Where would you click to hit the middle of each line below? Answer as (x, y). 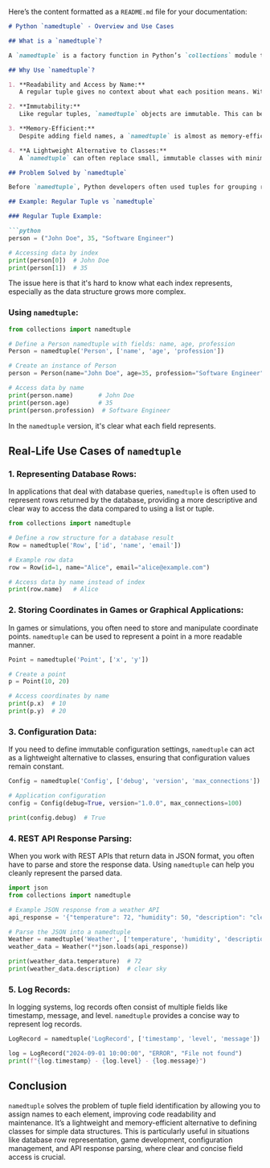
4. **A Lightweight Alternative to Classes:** (88, 151)
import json (28, 888)
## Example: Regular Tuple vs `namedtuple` (82, 202)
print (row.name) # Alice (53, 590)
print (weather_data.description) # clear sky (88, 969)
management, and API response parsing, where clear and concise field (126, 1148)
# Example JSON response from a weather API (84, 909)
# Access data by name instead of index (77, 582)
